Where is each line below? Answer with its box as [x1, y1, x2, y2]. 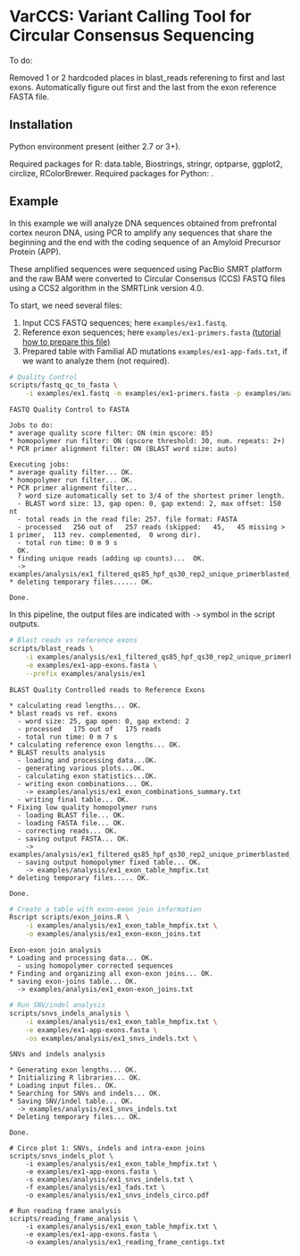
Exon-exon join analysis [9, 946, 102, 955]
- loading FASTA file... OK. [17, 818, 126, 827]
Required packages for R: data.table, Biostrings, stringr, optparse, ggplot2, [9, 158, 283, 169]
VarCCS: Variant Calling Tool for [9, 6, 252, 27]
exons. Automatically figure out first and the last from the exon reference [9, 81, 277, 92]
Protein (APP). [9, 246, 62, 257]
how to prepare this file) [21, 336, 111, 346]
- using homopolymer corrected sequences [17, 961, 174, 970]
